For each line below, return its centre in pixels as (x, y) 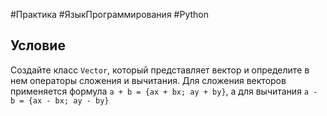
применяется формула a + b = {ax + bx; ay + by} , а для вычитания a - (164, 91)
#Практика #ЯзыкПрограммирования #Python (109, 14)
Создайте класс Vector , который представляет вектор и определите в (160, 70)
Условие (38, 45)
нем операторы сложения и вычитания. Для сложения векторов (148, 80)
